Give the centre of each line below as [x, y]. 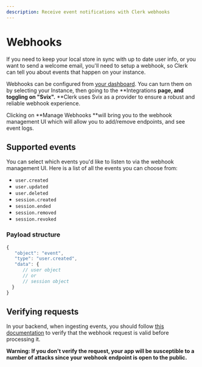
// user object [42, 270]
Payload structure [33, 235]
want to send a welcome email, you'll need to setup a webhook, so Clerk [97, 65]
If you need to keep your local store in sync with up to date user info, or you [101, 59]
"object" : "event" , [39, 253]
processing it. [23, 340]
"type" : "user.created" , [46, 259]
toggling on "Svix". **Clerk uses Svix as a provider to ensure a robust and [101, 97]
